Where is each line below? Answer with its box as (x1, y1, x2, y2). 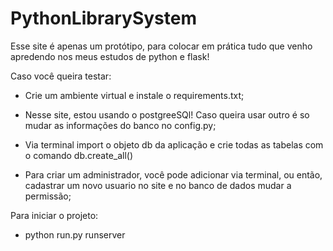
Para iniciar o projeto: (10, 209, 99, 221)
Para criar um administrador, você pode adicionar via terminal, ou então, (24, 168, 323, 181)
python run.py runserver (24, 228, 126, 241)
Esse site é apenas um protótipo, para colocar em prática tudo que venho (10, 40, 313, 52)
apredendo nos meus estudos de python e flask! (10, 50, 210, 62)
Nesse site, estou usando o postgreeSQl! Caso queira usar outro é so (24, 108, 310, 121)
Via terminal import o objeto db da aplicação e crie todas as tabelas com (24, 138, 324, 151)
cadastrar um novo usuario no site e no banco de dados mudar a (24, 179, 292, 191)
